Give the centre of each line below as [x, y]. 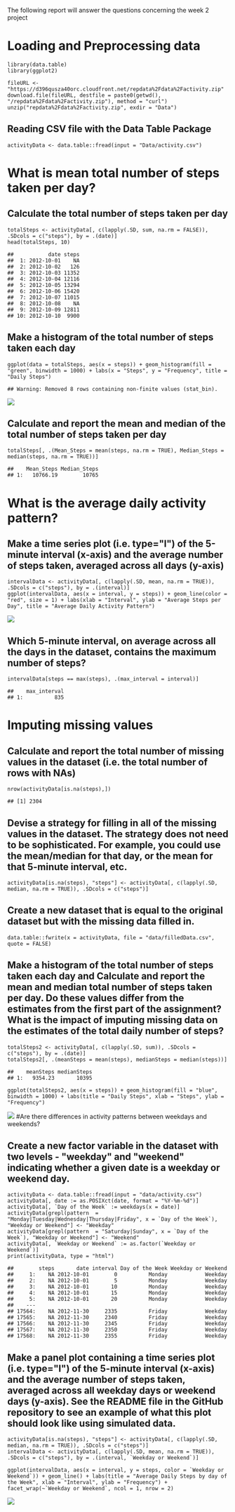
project [18, 18]
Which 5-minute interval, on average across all [112, 641]
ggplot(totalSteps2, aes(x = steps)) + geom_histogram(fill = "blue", [113, 1090]
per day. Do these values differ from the [96, 998]
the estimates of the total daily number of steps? [116, 1031]
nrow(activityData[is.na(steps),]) [59, 789]
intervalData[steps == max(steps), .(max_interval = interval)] [103, 679]
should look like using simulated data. [92, 1423]
